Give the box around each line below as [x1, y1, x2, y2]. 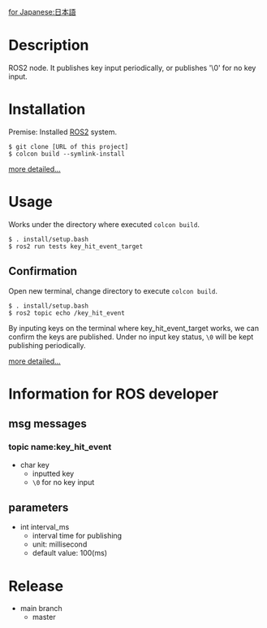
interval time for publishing [32, 531, 123, 541]
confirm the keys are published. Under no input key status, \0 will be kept [8, 332, 254, 342]
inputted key [32, 469, 75, 478]
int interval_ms [19, 522, 70, 532]
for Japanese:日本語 [8, 7, 76, 16]
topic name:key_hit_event [8, 442, 112, 453]
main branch [19, 604, 62, 613]
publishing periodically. [8, 340, 87, 350]
